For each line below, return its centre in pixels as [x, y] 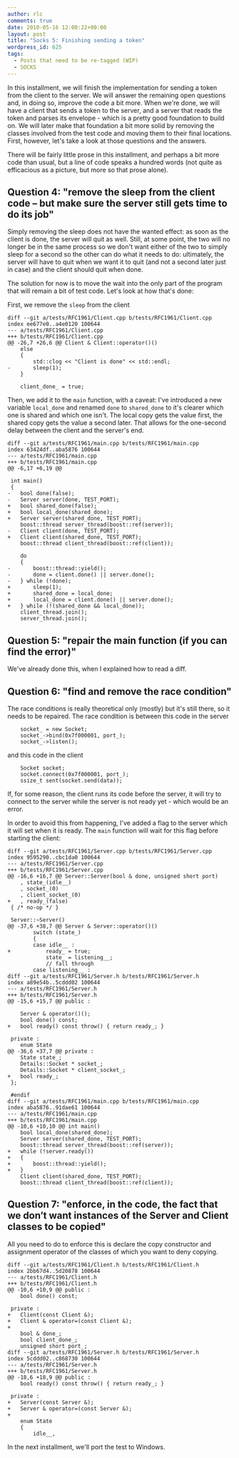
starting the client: [34, 838]
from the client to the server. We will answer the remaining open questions [117, 95]
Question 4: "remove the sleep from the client [111, 193]
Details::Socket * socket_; [62, 1064]
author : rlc [25, 14]
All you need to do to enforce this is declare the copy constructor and [110, 1244]
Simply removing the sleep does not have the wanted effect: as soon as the [118, 232]
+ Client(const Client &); [51, 1315]
